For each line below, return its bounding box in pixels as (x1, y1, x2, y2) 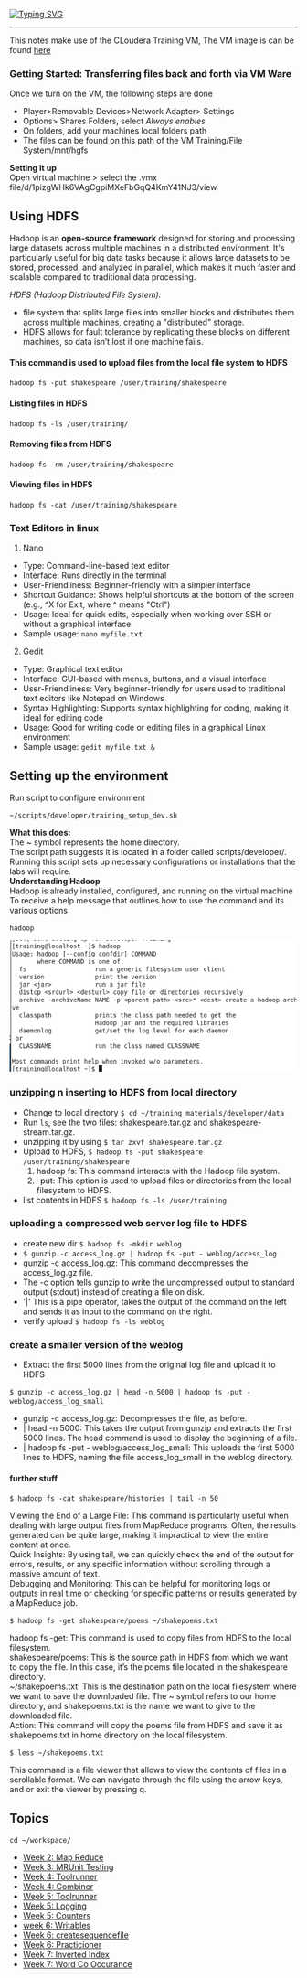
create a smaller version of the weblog (9, 1338, 184, 1351)
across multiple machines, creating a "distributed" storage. (22, 316, 245, 328)
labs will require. (9, 866, 71, 877)
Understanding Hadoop (9, 876, 101, 887)
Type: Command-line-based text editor (22, 561, 171, 572)
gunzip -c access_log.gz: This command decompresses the (22, 1257, 249, 1268)
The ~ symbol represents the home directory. (9, 837, 180, 848)
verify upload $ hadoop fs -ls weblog (22, 1315, 165, 1326)
